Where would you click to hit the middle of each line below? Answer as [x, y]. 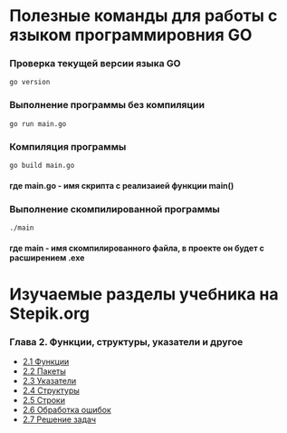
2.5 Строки [44, 400]
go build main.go [42, 166]
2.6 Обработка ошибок [67, 410]
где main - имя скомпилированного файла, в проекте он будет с [137, 248]
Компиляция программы [68, 146]
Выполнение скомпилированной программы [115, 209]
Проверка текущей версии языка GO [95, 64]
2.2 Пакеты [44, 371]
